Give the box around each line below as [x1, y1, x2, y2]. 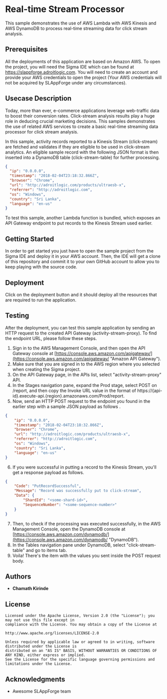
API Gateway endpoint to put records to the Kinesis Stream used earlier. [5, 220, 153, 226]
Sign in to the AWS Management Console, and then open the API [12, 345, 146, 351]
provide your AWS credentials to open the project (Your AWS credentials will [5, 74, 162, 80]
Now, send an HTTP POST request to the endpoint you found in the [12, 398, 151, 404]
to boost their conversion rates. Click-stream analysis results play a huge [5, 112, 155, 118]
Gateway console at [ [12, 350, 56, 356]
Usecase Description [5, 94, 72, 103]
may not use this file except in [5, 617, 75, 623]
